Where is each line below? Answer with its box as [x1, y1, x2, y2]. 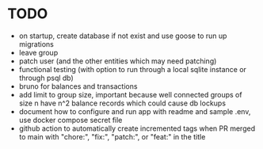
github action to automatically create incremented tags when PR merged [18, 124, 255, 133]
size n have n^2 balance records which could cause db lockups [18, 98, 227, 108]
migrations [18, 39, 55, 48]
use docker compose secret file [18, 115, 123, 124]
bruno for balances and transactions [18, 81, 138, 91]
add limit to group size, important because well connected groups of [18, 90, 242, 99]
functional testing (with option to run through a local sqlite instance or [18, 64, 247, 74]
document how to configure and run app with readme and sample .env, [18, 106, 251, 116]
